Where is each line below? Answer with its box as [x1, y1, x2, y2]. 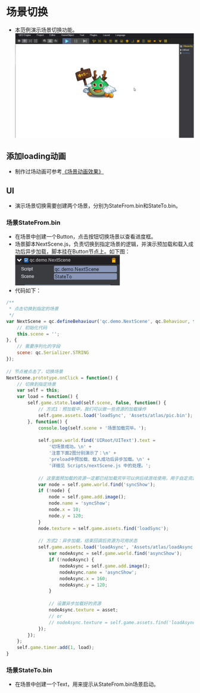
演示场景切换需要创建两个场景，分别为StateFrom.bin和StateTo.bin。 [14, 202, 182, 209]
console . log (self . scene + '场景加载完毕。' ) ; [37, 425, 147, 431]
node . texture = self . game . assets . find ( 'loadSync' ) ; [37, 525, 169, 531]
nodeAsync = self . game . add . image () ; [59, 563, 151, 569]
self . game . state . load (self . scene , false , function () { [27, 400, 167, 406]
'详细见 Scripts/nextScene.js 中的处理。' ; [48, 462, 151, 469]
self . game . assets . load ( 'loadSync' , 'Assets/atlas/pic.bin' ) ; [37, 412, 193, 418]
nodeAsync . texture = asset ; [48, 607, 118, 613]
